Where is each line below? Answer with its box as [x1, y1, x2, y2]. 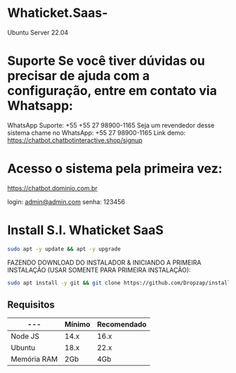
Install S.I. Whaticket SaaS [7, 222, 164, 238]
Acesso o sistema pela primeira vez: [7, 160, 223, 177]
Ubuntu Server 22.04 [7, 28, 69, 37]
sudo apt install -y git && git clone [7, 279, 121, 286]
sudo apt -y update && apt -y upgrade [7, 245, 121, 253]
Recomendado [97, 320, 147, 329]
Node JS [11, 331, 40, 341]
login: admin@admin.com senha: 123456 [7, 197, 125, 206]
